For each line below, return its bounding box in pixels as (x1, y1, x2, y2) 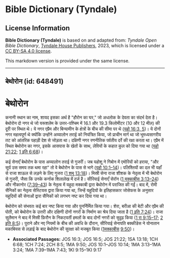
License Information (5, 24, 70, 32)
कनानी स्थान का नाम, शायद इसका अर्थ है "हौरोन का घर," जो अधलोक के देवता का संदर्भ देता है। (5, 115, 158, 121)
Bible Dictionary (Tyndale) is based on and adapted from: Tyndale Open (5, 37, 157, 43)
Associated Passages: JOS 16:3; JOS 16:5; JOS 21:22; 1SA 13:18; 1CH (12, 236, 158, 242)
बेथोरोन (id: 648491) (5, 77, 64, 86)
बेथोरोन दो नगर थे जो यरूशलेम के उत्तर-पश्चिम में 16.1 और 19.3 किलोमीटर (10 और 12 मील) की (5, 120, 160, 126)
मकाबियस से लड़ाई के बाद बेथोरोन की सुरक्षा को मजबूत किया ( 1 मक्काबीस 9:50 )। (5, 226, 135, 232)
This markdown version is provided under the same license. (5, 58, 130, 64)
